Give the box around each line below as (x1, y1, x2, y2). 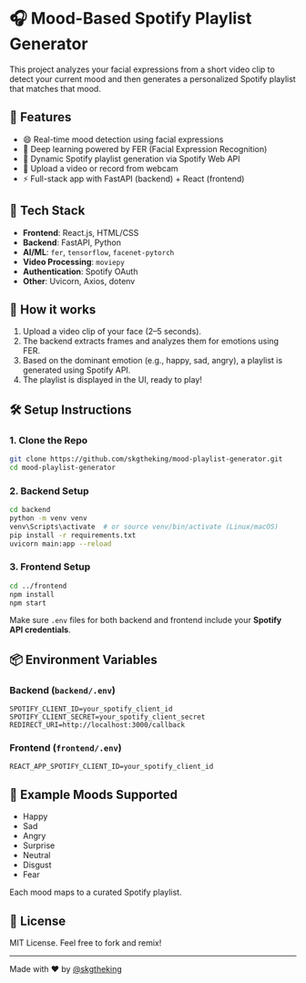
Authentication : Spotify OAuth (22, 266, 138, 277)
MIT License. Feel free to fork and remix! (9, 937, 162, 948)
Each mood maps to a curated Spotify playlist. (9, 886, 182, 898)
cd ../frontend (9, 581, 67, 590)
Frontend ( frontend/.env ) (9, 742, 122, 754)
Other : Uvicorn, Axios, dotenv (22, 275, 136, 286)
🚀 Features (9, 109, 72, 125)
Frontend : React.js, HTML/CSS (22, 227, 139, 238)
